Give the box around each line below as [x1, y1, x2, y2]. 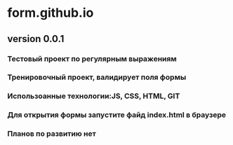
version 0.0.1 [7, 33, 65, 45]
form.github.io [7, 5, 94, 21]
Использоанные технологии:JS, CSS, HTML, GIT [7, 91, 180, 101]
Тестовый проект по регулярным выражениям [7, 54, 177, 64]
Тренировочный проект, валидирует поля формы [7, 72, 187, 82]
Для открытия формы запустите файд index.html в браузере [7, 110, 227, 120]
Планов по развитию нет [7, 129, 97, 139]
